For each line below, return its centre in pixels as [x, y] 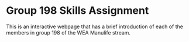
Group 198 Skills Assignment [78, 11]
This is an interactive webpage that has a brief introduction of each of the [94, 26]
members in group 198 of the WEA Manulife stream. [68, 32]
